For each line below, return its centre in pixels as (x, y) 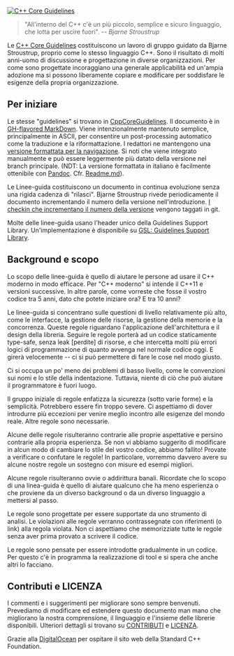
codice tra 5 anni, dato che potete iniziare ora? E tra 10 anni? (94, 299)
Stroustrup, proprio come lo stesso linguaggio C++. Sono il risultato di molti (116, 53)
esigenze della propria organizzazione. (63, 83)
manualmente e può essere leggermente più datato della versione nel (107, 158)
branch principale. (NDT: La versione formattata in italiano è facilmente (109, 166)
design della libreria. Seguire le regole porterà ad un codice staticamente (112, 334)
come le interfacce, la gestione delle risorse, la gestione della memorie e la (115, 320)
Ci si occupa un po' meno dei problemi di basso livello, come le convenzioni (116, 370)
